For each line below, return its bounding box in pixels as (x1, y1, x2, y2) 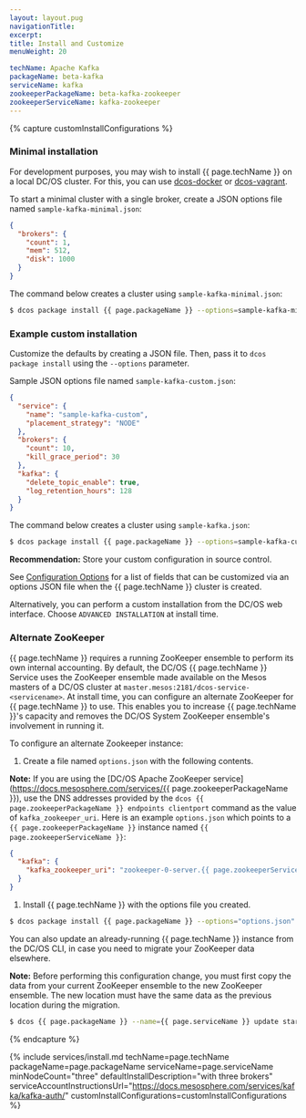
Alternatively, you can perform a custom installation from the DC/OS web (9, 599, 283, 610)
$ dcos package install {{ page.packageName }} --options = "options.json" (9, 916, 296, 926)
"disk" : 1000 (25, 254, 76, 264)
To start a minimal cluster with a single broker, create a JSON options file (9, 193, 282, 204)
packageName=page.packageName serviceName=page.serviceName (9, 1061, 274, 1071)
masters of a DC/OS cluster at (9, 681, 122, 692)
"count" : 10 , (25, 444, 76, 453)
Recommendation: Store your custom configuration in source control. (9, 554, 272, 565)
